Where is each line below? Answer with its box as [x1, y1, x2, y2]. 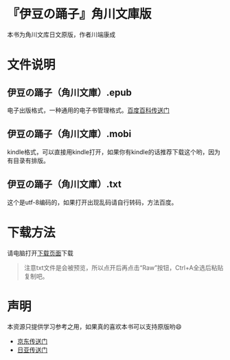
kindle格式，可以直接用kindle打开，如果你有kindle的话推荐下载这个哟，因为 [7, 147, 221, 156]
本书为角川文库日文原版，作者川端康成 [7, 30, 115, 39]
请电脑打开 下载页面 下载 [7, 248, 73, 257]
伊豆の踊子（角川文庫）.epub [7, 87, 133, 98]
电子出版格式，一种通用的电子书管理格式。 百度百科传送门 [7, 106, 170, 114]
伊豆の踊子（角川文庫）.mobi [7, 128, 132, 140]
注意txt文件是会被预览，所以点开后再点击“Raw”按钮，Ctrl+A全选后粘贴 [23, 263, 224, 272]
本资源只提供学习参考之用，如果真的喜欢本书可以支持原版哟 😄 [7, 323, 182, 331]
